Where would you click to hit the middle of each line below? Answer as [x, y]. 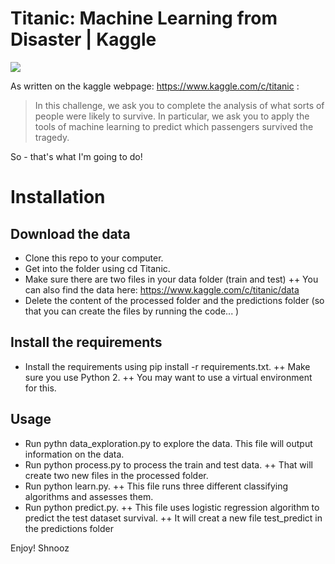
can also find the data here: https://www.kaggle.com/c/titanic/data [162, 289]
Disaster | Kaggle [83, 39]
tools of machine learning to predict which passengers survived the [174, 126]
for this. [40, 388]
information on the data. [74, 454]
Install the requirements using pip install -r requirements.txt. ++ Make [167, 366]
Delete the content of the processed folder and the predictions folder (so [174, 300]
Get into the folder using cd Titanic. [97, 268]
